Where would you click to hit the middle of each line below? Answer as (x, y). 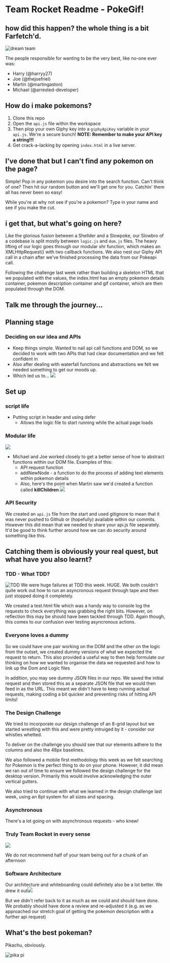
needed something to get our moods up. (55, 369)
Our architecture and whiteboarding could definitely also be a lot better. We (84, 885)
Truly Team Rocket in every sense (48, 834)
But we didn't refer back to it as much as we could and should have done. (82, 900)
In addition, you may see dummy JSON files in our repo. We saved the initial (84, 678)
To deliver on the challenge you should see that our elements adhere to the (84, 744)
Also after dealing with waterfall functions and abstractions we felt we (86, 364)
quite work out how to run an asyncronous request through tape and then (82, 591)
